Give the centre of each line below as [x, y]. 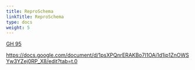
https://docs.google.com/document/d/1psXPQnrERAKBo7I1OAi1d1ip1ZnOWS [97, 55]
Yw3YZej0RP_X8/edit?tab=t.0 [42, 61]
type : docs [19, 22]
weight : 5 [18, 27]
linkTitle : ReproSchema [35, 17]
